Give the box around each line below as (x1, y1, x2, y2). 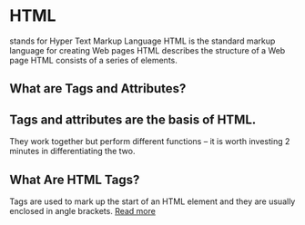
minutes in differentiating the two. (9, 146, 136, 157)
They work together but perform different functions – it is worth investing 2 (9, 136, 290, 147)
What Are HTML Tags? (9, 171, 140, 187)
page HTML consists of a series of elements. (9, 54, 178, 65)
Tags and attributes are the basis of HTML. (9, 112, 257, 127)
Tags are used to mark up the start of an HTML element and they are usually (9, 196, 296, 207)
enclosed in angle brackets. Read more (9, 205, 157, 216)
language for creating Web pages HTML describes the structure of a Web (9, 44, 286, 55)
